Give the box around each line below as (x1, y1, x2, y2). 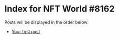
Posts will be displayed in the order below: (4, 19, 89, 25)
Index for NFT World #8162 (4, 3, 115, 14)
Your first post (11, 28, 40, 34)
